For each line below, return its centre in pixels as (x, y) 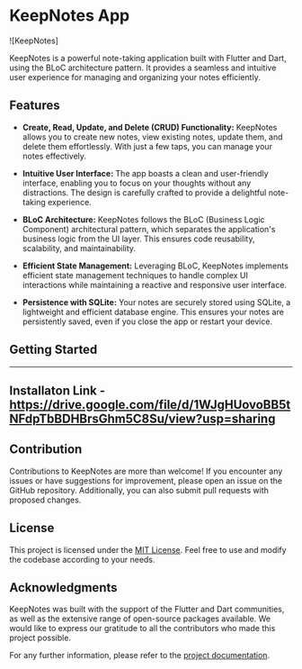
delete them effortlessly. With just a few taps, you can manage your (147, 146)
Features (35, 106)
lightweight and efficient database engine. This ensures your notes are (153, 312)
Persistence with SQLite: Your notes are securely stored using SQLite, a (156, 302)
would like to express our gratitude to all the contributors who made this (142, 628)
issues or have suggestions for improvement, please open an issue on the (146, 480)
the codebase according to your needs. (82, 559)
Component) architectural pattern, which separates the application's (149, 229)
